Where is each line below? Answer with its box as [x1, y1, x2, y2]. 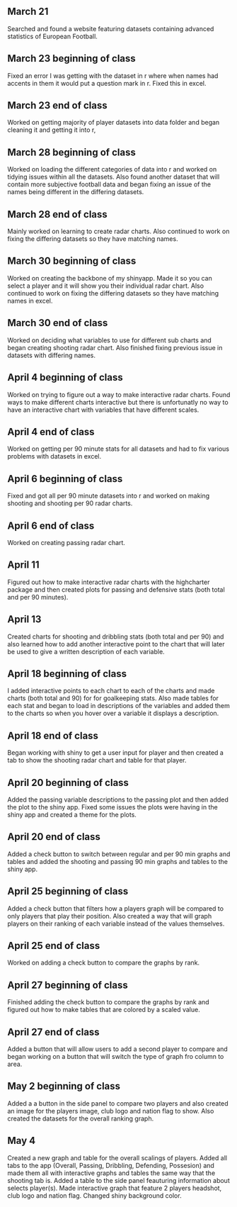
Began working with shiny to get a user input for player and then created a [7, 748, 224, 757]
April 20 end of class [7, 831, 101, 843]
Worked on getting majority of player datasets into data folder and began [7, 118, 220, 127]
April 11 [7, 559, 40, 571]
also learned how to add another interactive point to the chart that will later [7, 639, 225, 648]
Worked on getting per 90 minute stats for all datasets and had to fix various [7, 444, 230, 453]
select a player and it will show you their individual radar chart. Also [7, 281, 204, 290]
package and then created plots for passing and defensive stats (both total [7, 585, 225, 594]
